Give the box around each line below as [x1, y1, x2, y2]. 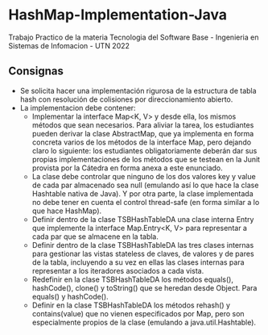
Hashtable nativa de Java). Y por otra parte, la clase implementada [31, 188, 254, 199]
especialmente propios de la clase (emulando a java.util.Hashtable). [31, 317, 256, 327]
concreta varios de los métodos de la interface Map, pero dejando [31, 137, 252, 147]
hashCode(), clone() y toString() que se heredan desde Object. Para [31, 283, 258, 292]
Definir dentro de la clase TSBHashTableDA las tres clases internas [31, 240, 254, 249]
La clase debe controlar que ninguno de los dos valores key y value [31, 171, 256, 181]
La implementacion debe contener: [19, 103, 136, 112]
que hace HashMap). [31, 206, 102, 216]
